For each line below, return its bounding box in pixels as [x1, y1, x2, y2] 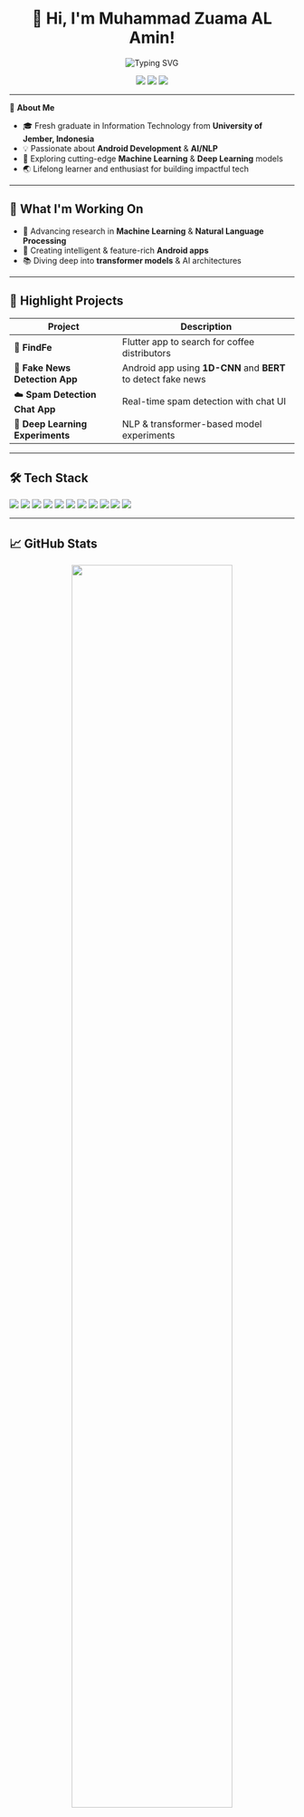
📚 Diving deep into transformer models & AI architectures [22, 255, 242, 266]
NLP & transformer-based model [121, 417, 262, 430]
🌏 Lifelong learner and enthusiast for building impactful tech [22, 163, 250, 174]
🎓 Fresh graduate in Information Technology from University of [22, 120, 263, 130]
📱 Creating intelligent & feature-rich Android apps [22, 245, 209, 256]
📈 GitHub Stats [9, 536, 98, 551]
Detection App [14, 372, 79, 385]
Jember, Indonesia [22, 133, 95, 144]
